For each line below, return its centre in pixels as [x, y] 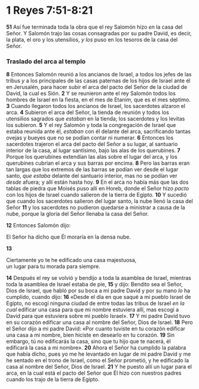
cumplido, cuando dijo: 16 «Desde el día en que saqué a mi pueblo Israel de [99, 297]
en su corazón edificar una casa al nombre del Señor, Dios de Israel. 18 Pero [99, 322]
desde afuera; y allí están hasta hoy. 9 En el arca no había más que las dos [97, 182]
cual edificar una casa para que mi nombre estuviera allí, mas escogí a [93, 310]
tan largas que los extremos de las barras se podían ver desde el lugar [92, 169]
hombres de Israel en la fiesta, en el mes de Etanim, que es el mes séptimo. [99, 100]
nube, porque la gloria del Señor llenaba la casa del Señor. [78, 214]
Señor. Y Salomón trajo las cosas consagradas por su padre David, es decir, [99, 33]
